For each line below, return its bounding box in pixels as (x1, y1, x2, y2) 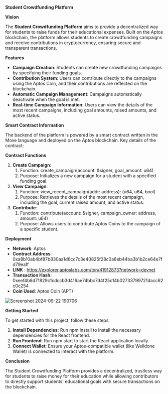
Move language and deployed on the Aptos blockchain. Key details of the (5, 138, 156, 143)
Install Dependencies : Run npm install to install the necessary (12, 327, 141, 333)
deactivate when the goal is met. (12, 96, 80, 102)
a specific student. (20, 226, 59, 232)
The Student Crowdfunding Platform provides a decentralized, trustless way (5, 368, 162, 373)
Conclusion (5, 358, 30, 364)
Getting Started (5, 308, 39, 313)
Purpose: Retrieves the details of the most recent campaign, (20, 194, 144, 200)
